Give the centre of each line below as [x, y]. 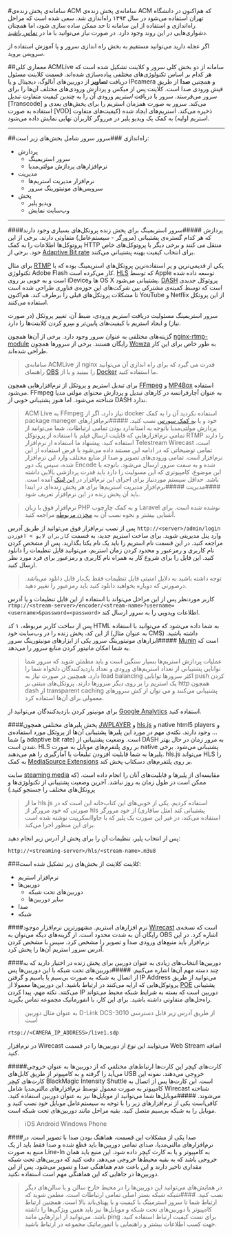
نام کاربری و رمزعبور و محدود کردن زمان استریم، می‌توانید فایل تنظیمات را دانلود [111, 550]
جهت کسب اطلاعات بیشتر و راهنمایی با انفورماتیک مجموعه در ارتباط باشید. [121, 1224]
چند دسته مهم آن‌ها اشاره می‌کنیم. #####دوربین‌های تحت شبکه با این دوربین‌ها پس [113, 970]
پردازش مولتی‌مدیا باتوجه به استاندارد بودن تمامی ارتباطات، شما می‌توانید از [121, 428]
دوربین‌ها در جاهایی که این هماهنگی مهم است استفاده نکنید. [83, 1174]
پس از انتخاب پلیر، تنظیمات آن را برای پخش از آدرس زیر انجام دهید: [94, 838]
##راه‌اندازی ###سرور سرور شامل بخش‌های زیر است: [78, 138]
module [19, 343]
